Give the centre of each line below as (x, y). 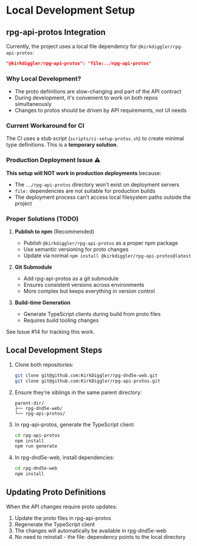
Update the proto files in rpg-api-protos (63, 518)
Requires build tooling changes (61, 321)
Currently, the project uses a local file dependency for (72, 46)
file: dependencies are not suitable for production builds (85, 190)
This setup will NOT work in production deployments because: (84, 173)
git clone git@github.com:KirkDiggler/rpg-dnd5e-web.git (86, 375)
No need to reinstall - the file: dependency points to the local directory (100, 537)
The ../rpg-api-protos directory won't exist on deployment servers (97, 185)
